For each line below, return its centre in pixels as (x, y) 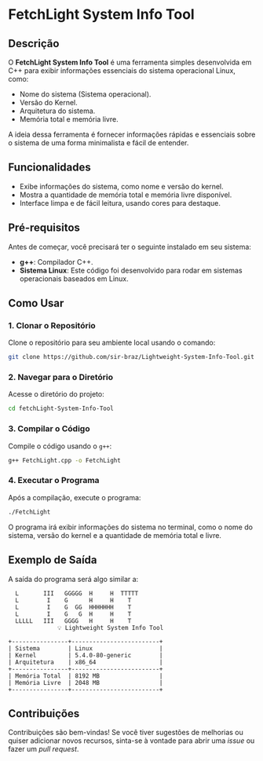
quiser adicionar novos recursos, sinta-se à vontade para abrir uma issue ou (131, 741)
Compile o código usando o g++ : (60, 446)
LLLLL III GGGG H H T (73, 621)
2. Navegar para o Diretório (61, 377)
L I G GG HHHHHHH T (73, 607)
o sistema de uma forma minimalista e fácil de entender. (99, 143)
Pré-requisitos (44, 228)
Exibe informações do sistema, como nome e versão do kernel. (121, 186)
